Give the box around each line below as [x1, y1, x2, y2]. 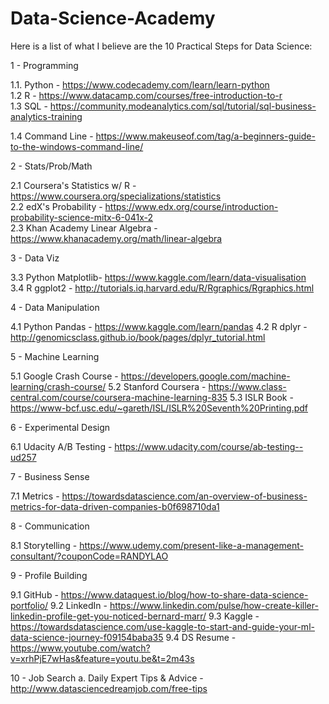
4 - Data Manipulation [10, 301, 100, 313]
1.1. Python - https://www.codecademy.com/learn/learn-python [10, 78, 270, 91]
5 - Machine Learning [10, 350, 100, 362]
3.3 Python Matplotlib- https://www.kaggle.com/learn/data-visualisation [10, 271, 307, 283]
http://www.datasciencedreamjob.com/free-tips [10, 682, 208, 694]
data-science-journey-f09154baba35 [10, 631, 164, 643]
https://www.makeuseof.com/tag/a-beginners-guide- [95, 130, 316, 142]
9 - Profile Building [10, 569, 88, 581]
